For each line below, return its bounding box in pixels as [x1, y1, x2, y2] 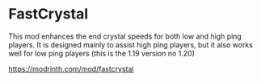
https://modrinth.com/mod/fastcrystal [8, 64, 134, 73]
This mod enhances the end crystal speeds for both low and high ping [8, 31, 242, 41]
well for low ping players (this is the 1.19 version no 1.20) [8, 48, 196, 58]
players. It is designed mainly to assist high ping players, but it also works [8, 39, 253, 49]
